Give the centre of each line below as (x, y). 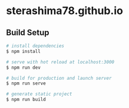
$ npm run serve (26, 83)
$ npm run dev (24, 67)
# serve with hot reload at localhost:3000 (60, 62)
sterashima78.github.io (65, 11)
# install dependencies (35, 46)
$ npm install (24, 51)
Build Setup (28, 33)
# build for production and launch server (59, 78)
